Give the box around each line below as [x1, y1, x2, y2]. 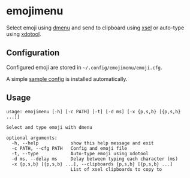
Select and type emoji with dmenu [6, 124, 93, 130]
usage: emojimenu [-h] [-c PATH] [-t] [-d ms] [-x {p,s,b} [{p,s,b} [6, 108, 181, 114]
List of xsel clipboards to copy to [70, 166, 162, 172]
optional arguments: [6, 135, 58, 141]
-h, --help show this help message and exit [11, 140, 154, 146]
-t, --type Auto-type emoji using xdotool [11, 150, 149, 156]
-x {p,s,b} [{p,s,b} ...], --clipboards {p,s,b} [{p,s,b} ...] [11, 161, 173, 167]
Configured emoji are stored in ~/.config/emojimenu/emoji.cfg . [6, 64, 162, 71]
